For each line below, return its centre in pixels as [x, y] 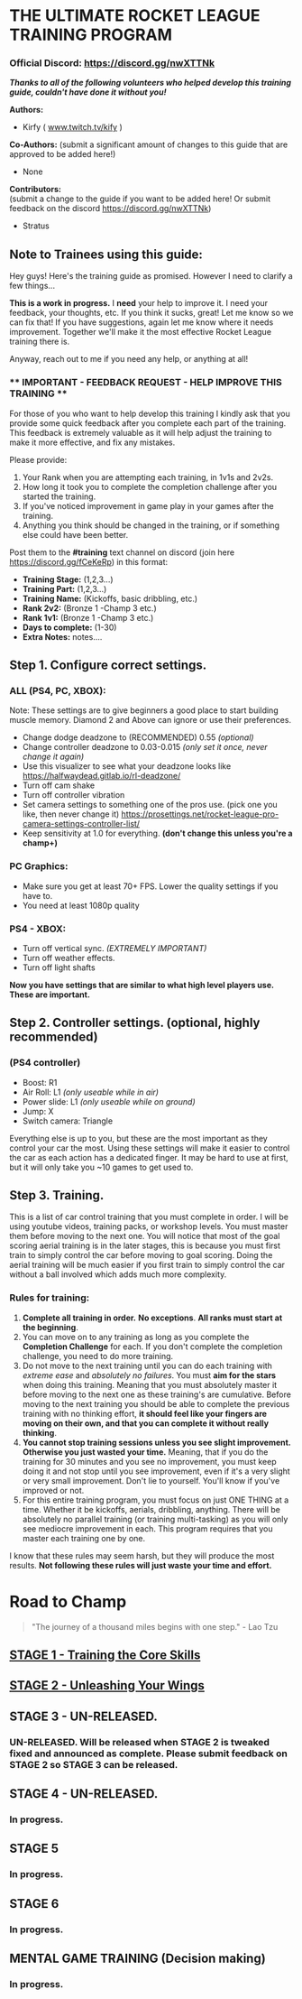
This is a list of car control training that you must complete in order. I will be [149, 1217]
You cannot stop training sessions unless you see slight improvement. [156, 1442]
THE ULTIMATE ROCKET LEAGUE [135, 16]
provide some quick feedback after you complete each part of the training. [148, 423]
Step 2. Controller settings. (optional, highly [135, 1023]
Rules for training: [50, 1298]
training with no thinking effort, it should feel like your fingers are [145, 1413]
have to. [37, 895]
